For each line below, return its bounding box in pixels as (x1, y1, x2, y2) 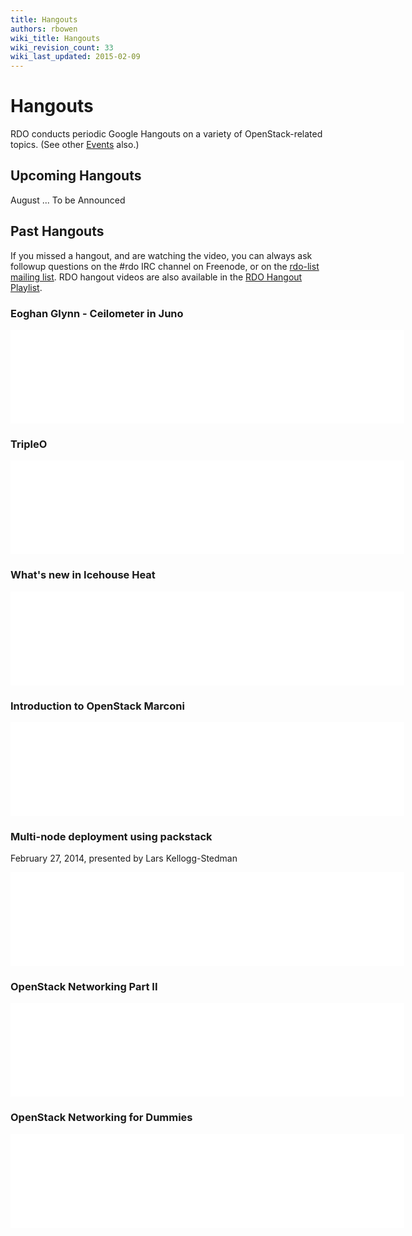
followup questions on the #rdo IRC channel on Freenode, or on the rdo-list (10, 260, 320, 272)
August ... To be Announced (10, 194, 126, 206)
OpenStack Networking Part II (10, 980, 158, 994)
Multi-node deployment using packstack (10, 829, 213, 843)
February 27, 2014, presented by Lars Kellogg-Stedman (10, 852, 238, 865)
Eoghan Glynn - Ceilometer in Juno (10, 306, 184, 320)
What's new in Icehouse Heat (10, 568, 156, 582)
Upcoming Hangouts (10, 167, 142, 185)
